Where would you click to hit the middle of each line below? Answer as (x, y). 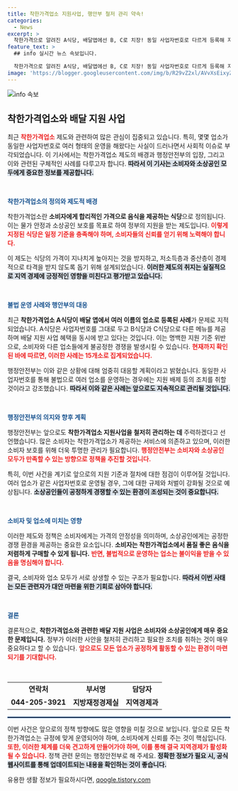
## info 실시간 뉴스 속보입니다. (56, 54)
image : (17, 73)
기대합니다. (41, 657)
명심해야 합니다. (42, 563)
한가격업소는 (25, 738)
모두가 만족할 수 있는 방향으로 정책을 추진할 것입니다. (79, 459)
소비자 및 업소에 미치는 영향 (45, 521)
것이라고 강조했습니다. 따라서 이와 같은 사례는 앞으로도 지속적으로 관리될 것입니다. (119, 389)
